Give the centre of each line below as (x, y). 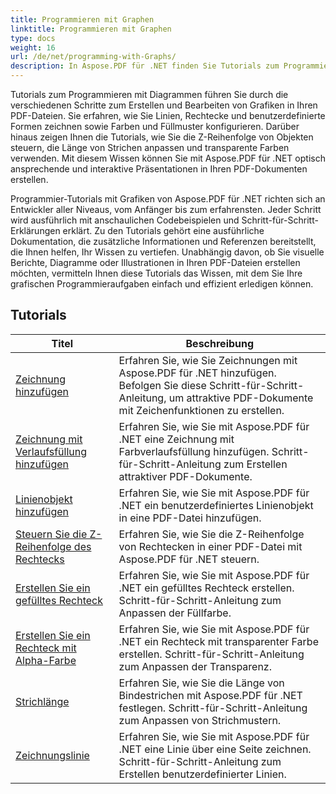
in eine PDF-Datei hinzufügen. (190, 518)
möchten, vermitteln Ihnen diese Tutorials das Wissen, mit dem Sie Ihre (156, 273)
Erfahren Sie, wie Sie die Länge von (201, 683)
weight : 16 (33, 47)
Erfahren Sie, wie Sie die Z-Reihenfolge (211, 534)
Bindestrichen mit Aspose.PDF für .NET (210, 695)
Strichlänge (42, 701)
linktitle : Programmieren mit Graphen (91, 29)
